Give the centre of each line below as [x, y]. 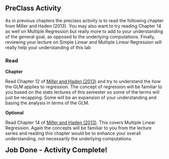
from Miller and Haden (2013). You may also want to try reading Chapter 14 [83, 26]
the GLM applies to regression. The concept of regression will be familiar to [84, 87]
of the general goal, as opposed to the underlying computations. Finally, [80, 36]
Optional [14, 113]
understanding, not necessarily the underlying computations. [69, 139]
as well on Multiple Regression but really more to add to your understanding [84, 31]
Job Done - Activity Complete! [56, 150]
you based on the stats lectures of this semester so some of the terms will [82, 92]
